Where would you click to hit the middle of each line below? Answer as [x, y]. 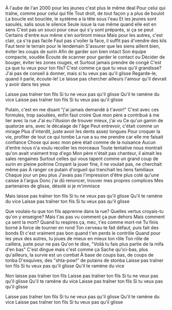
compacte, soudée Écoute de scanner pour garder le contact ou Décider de [85, 57]
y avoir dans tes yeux [28, 84]
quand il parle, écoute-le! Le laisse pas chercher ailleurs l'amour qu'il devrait [86, 79]
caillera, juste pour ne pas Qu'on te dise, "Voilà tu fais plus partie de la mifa [84, 244]
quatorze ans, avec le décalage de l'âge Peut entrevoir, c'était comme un [82, 126]
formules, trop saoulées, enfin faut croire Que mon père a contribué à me [82, 115]
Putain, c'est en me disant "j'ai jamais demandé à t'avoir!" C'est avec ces [82, 110]
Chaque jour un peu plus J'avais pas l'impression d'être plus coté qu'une [82, 175]
